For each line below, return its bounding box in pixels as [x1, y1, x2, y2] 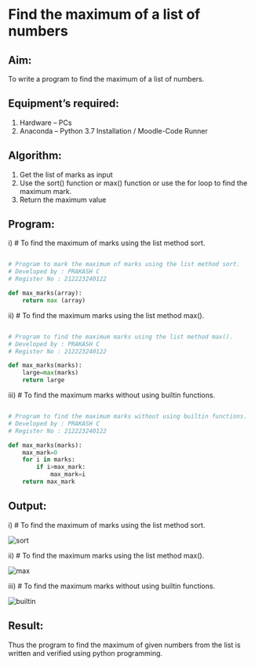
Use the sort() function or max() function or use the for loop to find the [19, 178, 248, 188]
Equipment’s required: [8, 97, 119, 111]
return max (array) [22, 296, 86, 304]
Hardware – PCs [19, 118, 72, 127]
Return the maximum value [19, 195, 107, 204]
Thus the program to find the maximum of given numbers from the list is [8, 640, 241, 650]
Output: [8, 499, 47, 513]
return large [22, 376, 65, 384]
